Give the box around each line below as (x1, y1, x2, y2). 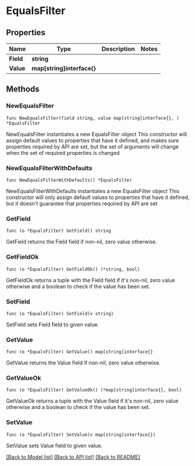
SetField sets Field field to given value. (6, 321, 100, 328)
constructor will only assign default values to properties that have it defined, (6, 194, 190, 201)
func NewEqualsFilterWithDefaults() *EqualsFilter (6, 177, 132, 183)
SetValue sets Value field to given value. (6, 442, 102, 449)
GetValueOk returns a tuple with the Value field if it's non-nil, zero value (6, 397, 179, 404)
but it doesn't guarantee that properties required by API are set (6, 200, 158, 207)
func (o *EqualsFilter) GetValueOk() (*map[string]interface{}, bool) (6, 387, 182, 393)
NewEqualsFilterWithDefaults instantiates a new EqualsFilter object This (6, 187, 180, 194)
